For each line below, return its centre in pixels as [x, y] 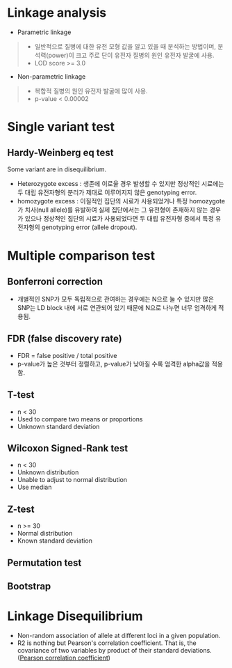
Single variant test [61, 127]
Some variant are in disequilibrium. [57, 169]
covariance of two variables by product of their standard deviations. [114, 650]
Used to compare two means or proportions [80, 419]
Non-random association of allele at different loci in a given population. [119, 635]
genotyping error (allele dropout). [89, 227]
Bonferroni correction [55, 281]
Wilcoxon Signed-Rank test [68, 448]
